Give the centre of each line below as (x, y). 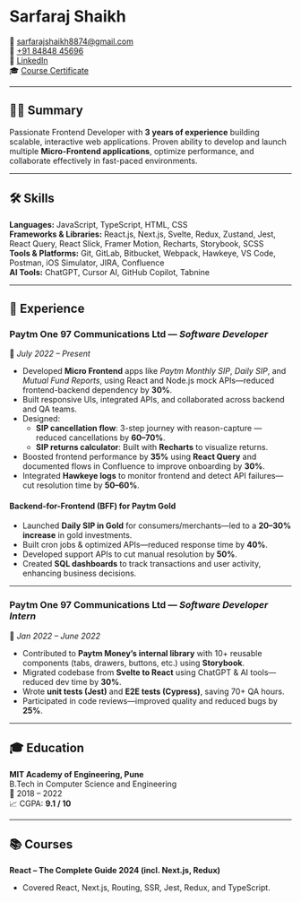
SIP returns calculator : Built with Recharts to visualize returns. (152, 447)
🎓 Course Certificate (49, 70)
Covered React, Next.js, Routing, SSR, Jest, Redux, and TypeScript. (146, 888)
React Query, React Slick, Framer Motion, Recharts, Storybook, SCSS (137, 243)
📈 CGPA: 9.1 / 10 (40, 803)
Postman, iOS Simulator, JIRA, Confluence (87, 263)
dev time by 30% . (88, 681)
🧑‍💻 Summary (46, 111)
